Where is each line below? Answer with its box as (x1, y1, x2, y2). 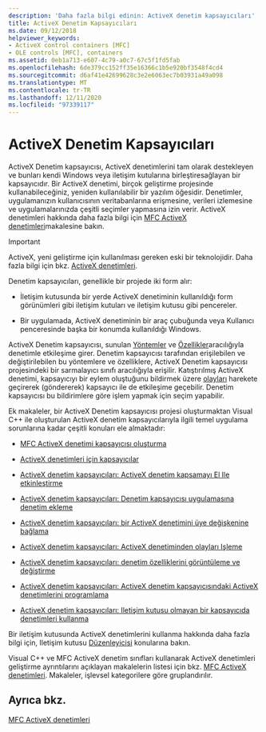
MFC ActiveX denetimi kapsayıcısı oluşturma (19, 439, 167, 449)
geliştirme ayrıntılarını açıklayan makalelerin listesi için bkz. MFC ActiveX (8, 662, 247, 672)
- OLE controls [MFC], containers (8, 49, 124, 57)
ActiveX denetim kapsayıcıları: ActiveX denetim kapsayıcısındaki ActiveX (19, 582, 259, 591)
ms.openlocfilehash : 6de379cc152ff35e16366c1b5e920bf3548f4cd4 (8, 64, 224, 72)
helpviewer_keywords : (8, 34, 81, 42)
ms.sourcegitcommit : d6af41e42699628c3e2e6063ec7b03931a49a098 (8, 71, 224, 79)
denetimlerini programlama (19, 590, 109, 600)
